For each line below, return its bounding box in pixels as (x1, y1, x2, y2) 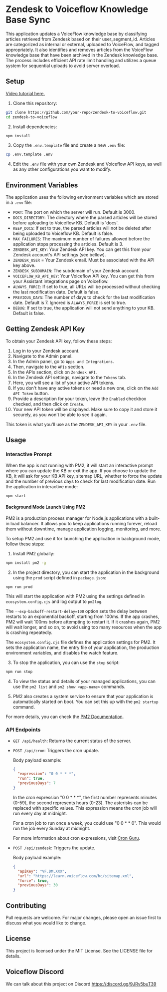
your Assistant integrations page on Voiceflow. (12, 278, 109, 284)
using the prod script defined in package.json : (12, 574, 107, 580)
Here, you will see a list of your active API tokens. (12, 380, 115, 386)
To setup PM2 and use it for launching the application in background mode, (5, 535, 161, 541)
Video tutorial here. (5, 90, 45, 96)
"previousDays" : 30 (17, 883, 58, 888)
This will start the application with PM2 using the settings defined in (5, 593, 145, 599)
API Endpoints (5, 726, 41, 733)
